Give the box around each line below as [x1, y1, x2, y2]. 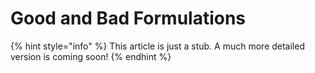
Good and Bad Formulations [10, 7, 247, 30]
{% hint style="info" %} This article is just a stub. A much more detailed [10, 40, 305, 52]
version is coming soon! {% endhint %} [10, 50, 172, 62]
